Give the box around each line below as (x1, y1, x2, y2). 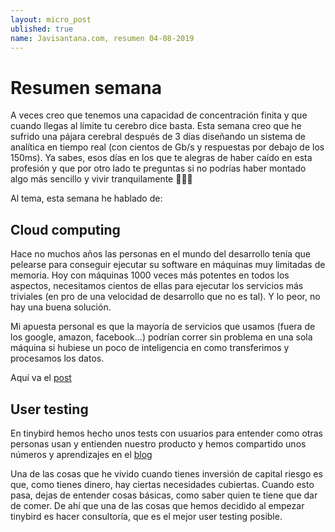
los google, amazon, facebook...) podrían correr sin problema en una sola (10, 331, 313, 343)
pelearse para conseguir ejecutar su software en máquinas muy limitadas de (10, 259, 326, 271)
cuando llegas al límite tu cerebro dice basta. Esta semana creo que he (10, 120, 302, 132)
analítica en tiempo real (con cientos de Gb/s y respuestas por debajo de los (10, 141, 325, 153)
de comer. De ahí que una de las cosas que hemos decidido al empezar (10, 499, 305, 511)
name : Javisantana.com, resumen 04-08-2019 (10, 33, 195, 43)
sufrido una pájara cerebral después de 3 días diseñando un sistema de (10, 131, 306, 143)
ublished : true (10, 24, 74, 34)
